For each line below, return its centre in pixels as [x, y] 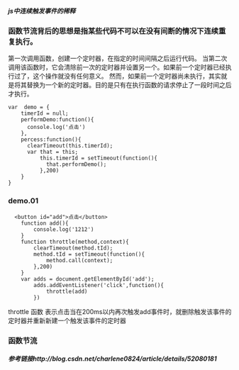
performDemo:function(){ [57, 120]
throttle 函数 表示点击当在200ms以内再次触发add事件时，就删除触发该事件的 [120, 311]
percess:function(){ [51, 140]
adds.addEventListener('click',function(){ [99, 285]
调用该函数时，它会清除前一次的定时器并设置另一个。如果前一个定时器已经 [117, 67]
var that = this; [52, 152]
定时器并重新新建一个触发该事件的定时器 [67, 320]
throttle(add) [67, 291]
